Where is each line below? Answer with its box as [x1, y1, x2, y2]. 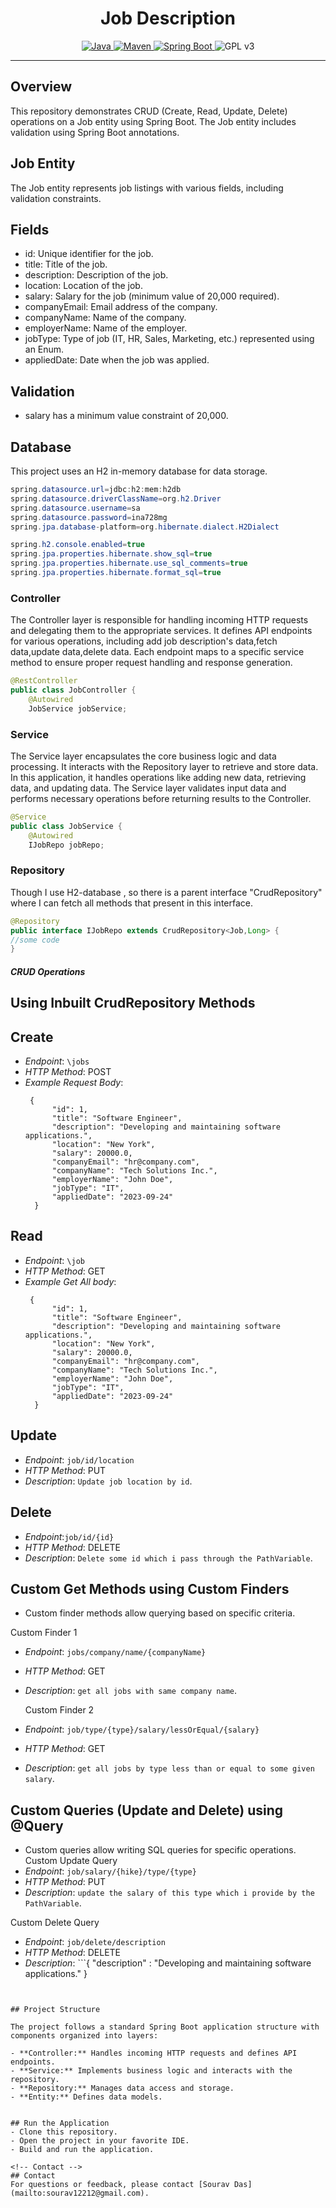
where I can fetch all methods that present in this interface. [10, 897, 253, 909]
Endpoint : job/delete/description [24, 1936, 166, 1948]
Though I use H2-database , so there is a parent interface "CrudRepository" [10, 886, 323, 898]
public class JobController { [10, 685, 137, 696]
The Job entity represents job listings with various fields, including [10, 182, 284, 194]
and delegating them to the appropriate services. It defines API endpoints [10, 625, 313, 637]
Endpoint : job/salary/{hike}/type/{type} [24, 1865, 197, 1877]
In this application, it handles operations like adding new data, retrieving [10, 771, 307, 783]
